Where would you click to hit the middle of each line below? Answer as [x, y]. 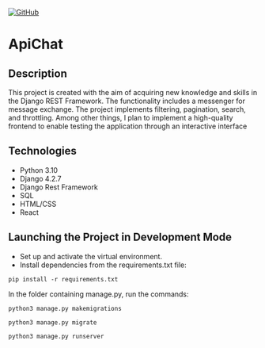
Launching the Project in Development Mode [120, 237]
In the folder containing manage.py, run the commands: [98, 294]
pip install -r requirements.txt [63, 279]
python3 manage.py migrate [53, 322]
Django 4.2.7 [40, 178]
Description [38, 73]
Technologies [43, 151]
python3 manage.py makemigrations [65, 308]
